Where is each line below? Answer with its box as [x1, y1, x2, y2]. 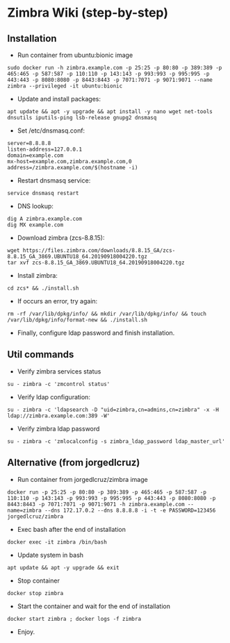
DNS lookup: [17, 202, 54, 210]
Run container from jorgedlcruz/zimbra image [17, 475, 148, 483]
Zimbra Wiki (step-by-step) [7, 5, 169, 21]
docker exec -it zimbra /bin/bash [7, 538, 108, 546]
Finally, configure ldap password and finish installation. [17, 328, 175, 337]
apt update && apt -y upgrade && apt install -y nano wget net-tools [7, 108, 213, 115]
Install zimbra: [17, 272, 58, 279]
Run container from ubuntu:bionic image [17, 51, 133, 59]
